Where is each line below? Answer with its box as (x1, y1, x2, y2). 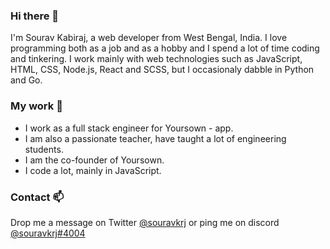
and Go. (10, 74, 43, 86)
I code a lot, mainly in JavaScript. (24, 164, 162, 176)
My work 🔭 (10, 99, 63, 113)
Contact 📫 (10, 190, 64, 204)
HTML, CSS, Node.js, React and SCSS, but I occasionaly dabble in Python (10, 64, 315, 76)
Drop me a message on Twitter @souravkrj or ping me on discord (10, 216, 280, 228)
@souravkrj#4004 (10, 227, 86, 239)
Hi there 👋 (10, 9, 60, 23)
